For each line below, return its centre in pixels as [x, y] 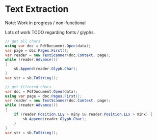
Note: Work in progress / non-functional [45, 23]
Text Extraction [37, 9]
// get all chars [23, 41]
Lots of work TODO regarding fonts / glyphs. [50, 32]
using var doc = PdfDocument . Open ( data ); [48, 46]
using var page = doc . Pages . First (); [44, 96]
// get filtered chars [28, 87]
